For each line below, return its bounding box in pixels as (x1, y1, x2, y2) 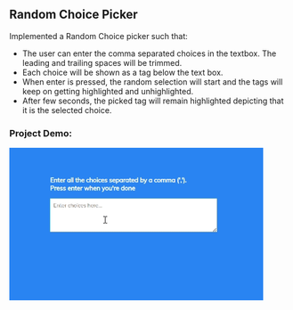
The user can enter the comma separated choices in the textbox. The (21, 48, 277, 59)
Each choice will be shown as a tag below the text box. (21, 67, 224, 77)
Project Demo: (9, 126, 73, 139)
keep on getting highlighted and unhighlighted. (21, 86, 194, 96)
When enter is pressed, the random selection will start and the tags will (21, 76, 283, 87)
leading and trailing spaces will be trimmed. (21, 57, 183, 68)
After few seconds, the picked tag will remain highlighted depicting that (21, 95, 284, 106)
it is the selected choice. (21, 104, 112, 115)
